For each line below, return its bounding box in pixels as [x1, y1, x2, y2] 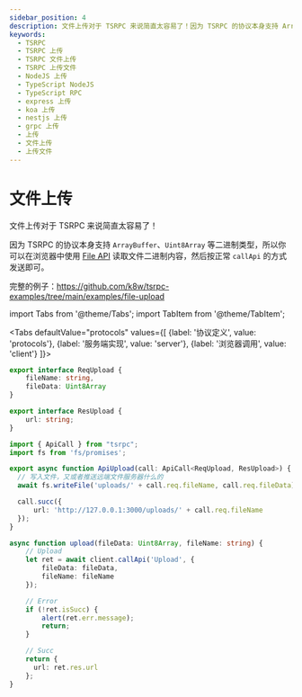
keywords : [9, 30, 47, 39]
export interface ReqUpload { [9, 365, 123, 374]
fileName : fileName [41, 572, 115, 581]
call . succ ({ [17, 497, 63, 506]
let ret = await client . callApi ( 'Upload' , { [25, 555, 195, 565]
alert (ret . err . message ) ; [41, 613, 135, 622]
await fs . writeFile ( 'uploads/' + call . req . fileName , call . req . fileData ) [17, 481, 296, 490]
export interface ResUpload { [9, 407, 123, 416]
